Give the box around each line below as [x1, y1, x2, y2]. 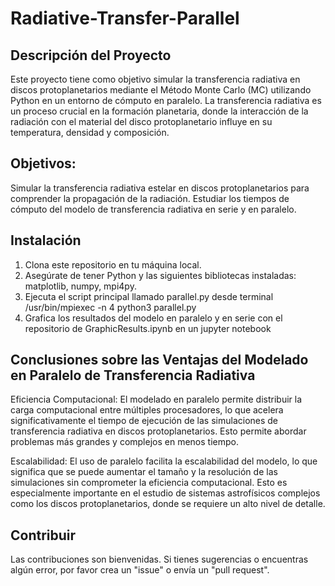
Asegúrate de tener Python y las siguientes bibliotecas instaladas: [24, 269, 297, 281]
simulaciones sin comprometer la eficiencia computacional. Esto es [10, 477, 288, 489]
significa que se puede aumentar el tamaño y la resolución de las [10, 466, 278, 478]
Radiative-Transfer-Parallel [10, 7, 240, 30]
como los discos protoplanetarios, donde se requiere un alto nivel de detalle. [10, 498, 326, 510]
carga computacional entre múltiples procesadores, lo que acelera [10, 404, 284, 416]
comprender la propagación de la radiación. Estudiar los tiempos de [10, 192, 290, 204]
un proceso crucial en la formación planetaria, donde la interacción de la [10, 105, 309, 117]
